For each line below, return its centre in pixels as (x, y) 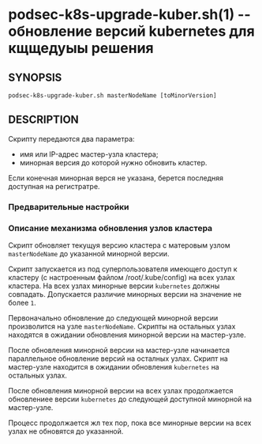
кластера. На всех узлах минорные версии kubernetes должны (114, 286)
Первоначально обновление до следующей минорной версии (113, 318)
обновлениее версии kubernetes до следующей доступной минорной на (130, 399)
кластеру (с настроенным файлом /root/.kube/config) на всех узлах (122, 278)
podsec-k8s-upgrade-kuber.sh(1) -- (129, 15)
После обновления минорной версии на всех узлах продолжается (121, 391)
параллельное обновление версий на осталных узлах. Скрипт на (118, 359)
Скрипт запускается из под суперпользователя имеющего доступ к (123, 269)
